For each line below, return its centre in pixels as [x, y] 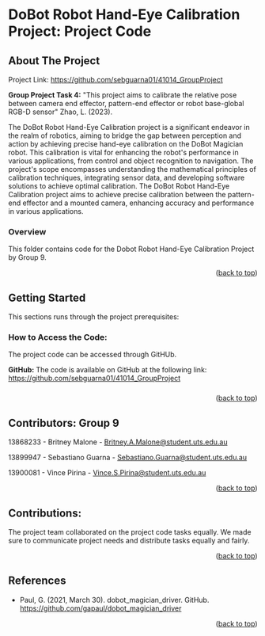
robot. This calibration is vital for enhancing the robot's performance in [123, 152]
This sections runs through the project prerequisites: [94, 317]
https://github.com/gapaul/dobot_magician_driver [100, 608]
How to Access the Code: [58, 337]
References [37, 581]
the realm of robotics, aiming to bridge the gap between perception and [125, 135]
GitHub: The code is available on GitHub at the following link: [108, 370]
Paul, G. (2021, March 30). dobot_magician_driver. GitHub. [114, 600]
